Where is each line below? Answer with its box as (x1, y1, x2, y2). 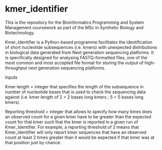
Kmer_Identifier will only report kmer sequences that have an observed (5, 129, 147, 135)
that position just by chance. (5, 139, 61, 145)
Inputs (5, 74, 18, 80)
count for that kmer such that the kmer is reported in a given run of (5, 119, 138, 125)
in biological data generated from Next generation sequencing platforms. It (5, 50, 154, 55)
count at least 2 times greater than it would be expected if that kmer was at (5, 134, 155, 140)
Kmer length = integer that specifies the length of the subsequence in (5, 83, 144, 89)
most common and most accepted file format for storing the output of (5, 60, 144, 66)
